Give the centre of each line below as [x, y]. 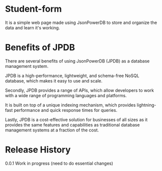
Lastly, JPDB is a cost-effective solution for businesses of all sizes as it [76, 119]
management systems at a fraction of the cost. [52, 130]
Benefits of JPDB [40, 48]
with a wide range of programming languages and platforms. [66, 95]
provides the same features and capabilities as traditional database [72, 125]
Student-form [33, 9]
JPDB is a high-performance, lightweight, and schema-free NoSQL [72, 75]
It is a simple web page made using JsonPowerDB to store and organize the [81, 22]
